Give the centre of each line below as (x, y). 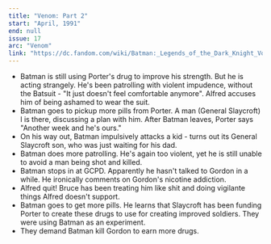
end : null (25, 31)
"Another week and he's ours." (71, 128)
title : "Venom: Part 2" (48, 16)
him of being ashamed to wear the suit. (85, 102)
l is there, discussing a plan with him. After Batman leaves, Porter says (137, 119)
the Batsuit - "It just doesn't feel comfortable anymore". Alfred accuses (138, 93)
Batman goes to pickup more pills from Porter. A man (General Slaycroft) (140, 111)
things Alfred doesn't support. (70, 196)
